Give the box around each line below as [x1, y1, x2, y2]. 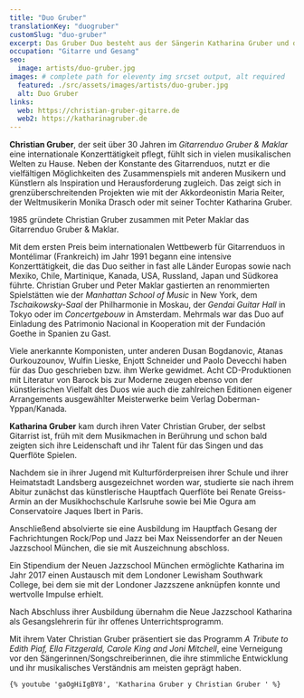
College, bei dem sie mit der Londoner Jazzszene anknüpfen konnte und [9, 579, 280, 590]
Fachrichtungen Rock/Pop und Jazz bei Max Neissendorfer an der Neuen [9, 533, 283, 544]
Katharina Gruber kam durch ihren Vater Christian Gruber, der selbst [9, 421, 266, 432]
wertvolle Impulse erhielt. [9, 589, 104, 600]
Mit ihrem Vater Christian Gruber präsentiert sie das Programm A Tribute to [9, 634, 289, 645]
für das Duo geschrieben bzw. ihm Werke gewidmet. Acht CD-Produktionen [9, 365, 292, 376]
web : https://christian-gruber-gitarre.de [17, 106, 180, 115]
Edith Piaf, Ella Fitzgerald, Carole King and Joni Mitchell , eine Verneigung [9, 644, 283, 655]
